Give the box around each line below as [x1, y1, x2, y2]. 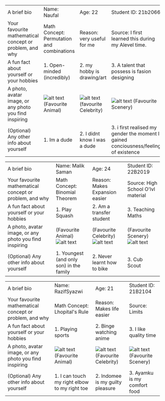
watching [95, 329, 117, 335]
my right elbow [54, 379, 89, 385]
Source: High [127, 180, 158, 186]
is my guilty [95, 379, 122, 385]
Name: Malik [55, 162, 85, 169]
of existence [111, 149, 140, 155]
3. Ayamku [129, 369, 154, 376]
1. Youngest [55, 250, 84, 256]
